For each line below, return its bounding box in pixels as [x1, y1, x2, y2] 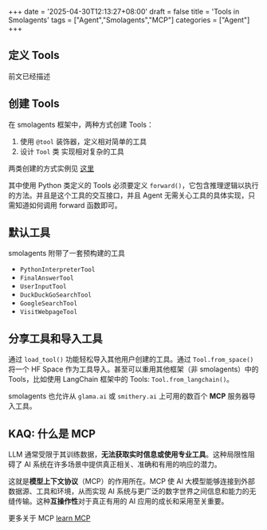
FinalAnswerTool [19, 274, 74, 282]
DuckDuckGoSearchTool [19, 291, 92, 300]
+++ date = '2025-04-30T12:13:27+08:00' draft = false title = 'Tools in [8, 7, 240, 16]
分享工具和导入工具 [8, 332, 103, 345]
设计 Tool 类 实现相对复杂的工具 [19, 147, 125, 156]
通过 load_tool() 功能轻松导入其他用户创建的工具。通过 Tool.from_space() [8, 355, 254, 364]
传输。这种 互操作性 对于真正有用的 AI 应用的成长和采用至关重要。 [14, 497, 229, 506]
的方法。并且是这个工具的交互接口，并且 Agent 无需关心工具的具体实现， [8, 190, 249, 200]
